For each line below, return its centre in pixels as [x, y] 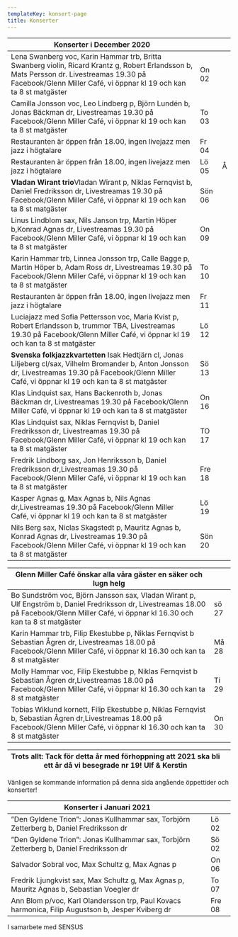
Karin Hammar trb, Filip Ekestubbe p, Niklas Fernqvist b [103, 633]
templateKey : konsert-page [47, 14]
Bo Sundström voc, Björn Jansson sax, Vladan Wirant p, [103, 595]
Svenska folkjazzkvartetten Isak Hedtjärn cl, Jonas [97, 355]
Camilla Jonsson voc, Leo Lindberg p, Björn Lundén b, [101, 103]
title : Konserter [33, 21]
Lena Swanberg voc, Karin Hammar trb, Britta [86, 56]
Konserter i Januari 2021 [107, 807]
